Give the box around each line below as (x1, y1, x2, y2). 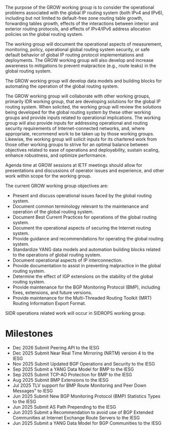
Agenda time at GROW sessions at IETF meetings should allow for (5, 162, 143, 168)
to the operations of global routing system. (12, 252, 102, 258)
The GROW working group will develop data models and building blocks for (5, 78, 162, 84)
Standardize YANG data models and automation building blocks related (12, 246, 161, 253)
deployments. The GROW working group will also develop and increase (5, 57, 154, 63)
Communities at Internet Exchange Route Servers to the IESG (12, 414, 140, 420)
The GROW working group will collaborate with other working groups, (5, 93, 150, 99)
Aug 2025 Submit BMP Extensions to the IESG (12, 377, 109, 383)
